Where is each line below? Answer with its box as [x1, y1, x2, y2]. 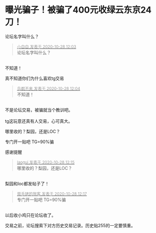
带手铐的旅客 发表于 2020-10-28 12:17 [16, 191, 87, 197]
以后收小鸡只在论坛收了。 [5, 212, 56, 218]
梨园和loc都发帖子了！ [5, 181, 49, 186]
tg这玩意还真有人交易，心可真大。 [5, 118, 73, 124]
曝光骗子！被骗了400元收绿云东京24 [5, 4, 152, 16]
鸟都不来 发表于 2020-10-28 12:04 [16, 85, 81, 91]
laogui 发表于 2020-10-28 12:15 [16, 159, 75, 165]
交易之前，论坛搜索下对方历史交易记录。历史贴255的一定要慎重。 [5, 222, 136, 228]
